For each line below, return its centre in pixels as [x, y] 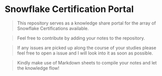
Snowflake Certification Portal [69, 9]
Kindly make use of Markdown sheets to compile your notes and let [87, 62]
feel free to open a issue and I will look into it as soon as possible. [85, 53]
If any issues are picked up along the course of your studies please [87, 47]
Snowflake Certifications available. [53, 28]
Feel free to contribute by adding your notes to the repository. [81, 38]
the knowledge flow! [38, 68]
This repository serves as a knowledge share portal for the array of [87, 23]
